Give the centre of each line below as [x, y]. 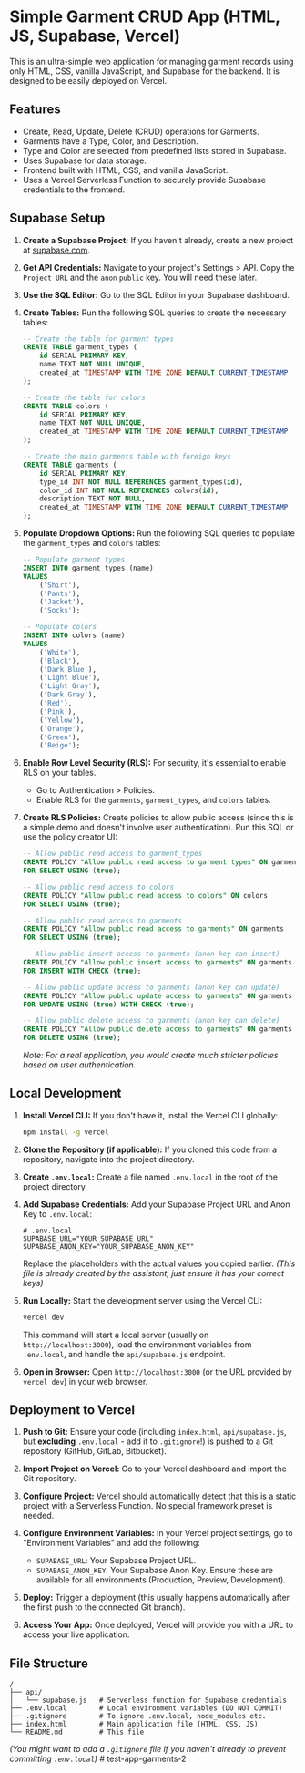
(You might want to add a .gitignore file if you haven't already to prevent [148, 1749]
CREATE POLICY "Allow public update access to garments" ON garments [158, 995]
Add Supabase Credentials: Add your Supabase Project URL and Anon [156, 1204]
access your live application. [76, 1634]
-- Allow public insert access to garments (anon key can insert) [151, 954]
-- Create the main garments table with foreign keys [127, 457]
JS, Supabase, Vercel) [95, 36]
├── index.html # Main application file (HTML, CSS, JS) [134, 1725]
